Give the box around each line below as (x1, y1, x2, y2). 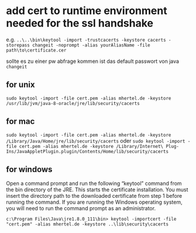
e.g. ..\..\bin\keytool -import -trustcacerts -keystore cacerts (6, 36, 166, 43)
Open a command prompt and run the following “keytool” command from (6, 180, 183, 187)
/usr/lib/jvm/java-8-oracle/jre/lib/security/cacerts (6, 100, 140, 106)
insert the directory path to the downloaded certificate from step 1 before (6, 193, 183, 200)
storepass (6, 42, 30, 48)
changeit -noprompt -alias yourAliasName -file (32, 42, 150, 48)
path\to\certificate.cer (6, 47, 67, 53)
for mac (6, 116, 35, 127)
